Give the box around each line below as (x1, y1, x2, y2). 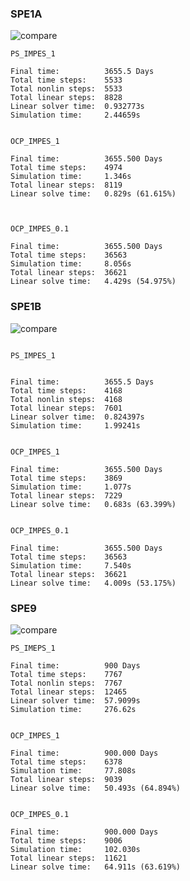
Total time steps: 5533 (10, 75, 123, 86)
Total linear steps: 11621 (10, 853, 128, 863)
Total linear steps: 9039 (10, 774, 123, 784)
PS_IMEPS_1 (10, 643, 56, 653)
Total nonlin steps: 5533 (10, 84, 123, 94)
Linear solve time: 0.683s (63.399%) (10, 499, 177, 509)
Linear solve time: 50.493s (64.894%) (10, 783, 182, 793)
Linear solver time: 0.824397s (10, 412, 145, 422)
